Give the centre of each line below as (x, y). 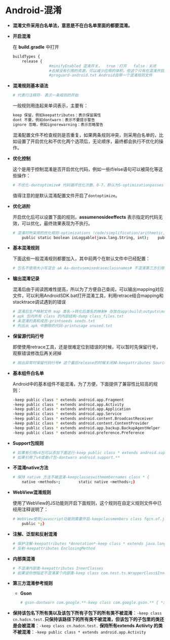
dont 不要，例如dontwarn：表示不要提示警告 (54, 120)
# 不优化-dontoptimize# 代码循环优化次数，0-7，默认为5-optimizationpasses (88, 185)
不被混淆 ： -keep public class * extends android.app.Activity (79, 632)
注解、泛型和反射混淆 (35, 534)
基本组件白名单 (28, 373)
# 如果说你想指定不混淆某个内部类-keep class (56, 573)
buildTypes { (26, 56)
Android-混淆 (34, 10)
